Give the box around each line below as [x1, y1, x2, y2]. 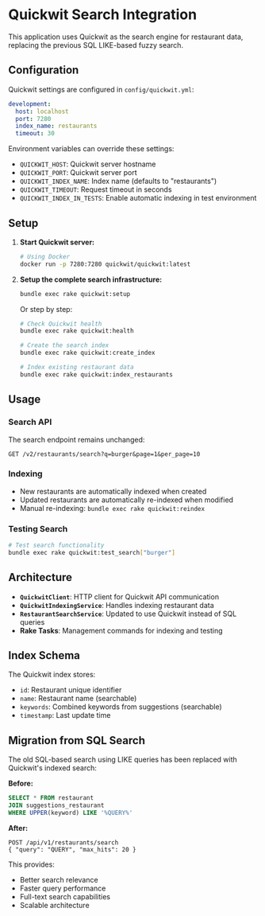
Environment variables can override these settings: [8, 144, 175, 154]
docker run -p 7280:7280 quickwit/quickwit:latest [19, 260, 191, 268]
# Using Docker [19, 252, 71, 260]
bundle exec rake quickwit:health [19, 327, 134, 335]
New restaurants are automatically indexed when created [19, 486, 207, 496]
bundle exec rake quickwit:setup [19, 290, 131, 298]
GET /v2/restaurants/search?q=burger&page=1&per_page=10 [8, 450, 201, 458]
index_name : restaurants [15, 122, 98, 131]
